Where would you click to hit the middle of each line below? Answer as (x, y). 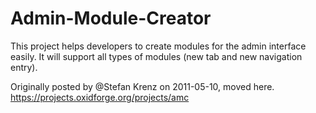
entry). (24, 67)
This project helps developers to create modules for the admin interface (158, 46)
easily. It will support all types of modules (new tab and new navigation (156, 56)
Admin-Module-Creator (111, 18)
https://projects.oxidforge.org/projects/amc (100, 97)
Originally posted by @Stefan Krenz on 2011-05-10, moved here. (142, 86)
